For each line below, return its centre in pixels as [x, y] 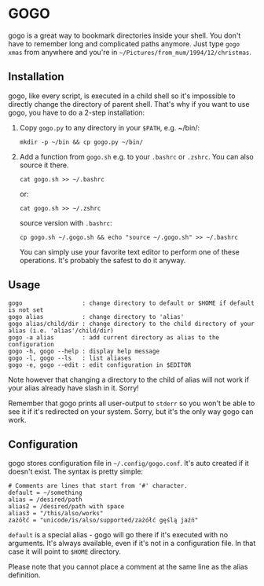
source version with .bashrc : [66, 223]
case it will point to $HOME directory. [65, 551]
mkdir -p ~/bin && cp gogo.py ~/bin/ [81, 142]
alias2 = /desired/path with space [66, 507]
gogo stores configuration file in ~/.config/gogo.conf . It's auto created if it [128, 463]
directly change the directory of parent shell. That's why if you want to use [129, 104]
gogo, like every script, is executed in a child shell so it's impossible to [122, 96]
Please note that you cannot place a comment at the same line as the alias [128, 567]
